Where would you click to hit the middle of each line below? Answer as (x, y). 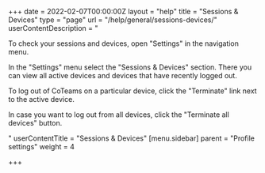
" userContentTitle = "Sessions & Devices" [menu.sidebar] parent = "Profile (132, 138)
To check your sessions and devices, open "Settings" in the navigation (124, 43)
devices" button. (35, 123)
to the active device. (42, 99)
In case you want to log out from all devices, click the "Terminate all (119, 115)
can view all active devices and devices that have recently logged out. (123, 75)
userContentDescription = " (53, 28)
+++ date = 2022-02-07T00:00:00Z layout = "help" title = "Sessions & (123, 11)
